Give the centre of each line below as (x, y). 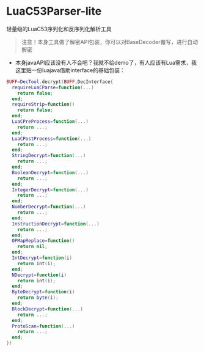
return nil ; (32, 247)
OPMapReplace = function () (43, 241)
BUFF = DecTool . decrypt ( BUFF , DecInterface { (60, 82)
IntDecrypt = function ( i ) (42, 258)
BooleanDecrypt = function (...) (50, 172)
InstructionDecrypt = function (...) (56, 224)
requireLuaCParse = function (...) (53, 87)
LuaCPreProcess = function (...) (50, 122)
